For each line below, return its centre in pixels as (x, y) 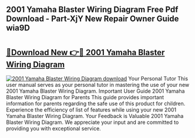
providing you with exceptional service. (53, 128)
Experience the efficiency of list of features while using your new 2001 (91, 110)
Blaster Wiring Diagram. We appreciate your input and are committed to (93, 122)
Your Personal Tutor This (158, 78)
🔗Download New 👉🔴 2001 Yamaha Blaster (85, 52)
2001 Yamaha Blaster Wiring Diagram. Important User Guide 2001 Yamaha (95, 91)
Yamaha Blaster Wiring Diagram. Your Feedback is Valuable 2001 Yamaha (95, 116)
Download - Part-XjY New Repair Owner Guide (93, 19)
